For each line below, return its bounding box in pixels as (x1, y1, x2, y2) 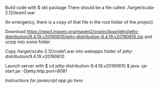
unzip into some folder (5, 39, 51, 45)
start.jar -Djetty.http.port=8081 (5, 68, 67, 74)
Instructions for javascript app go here (5, 78, 83, 83)
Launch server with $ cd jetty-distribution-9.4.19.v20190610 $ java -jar (5, 63, 147, 69)
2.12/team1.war (5, 10, 35, 16)
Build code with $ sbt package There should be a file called (5, 5, 125, 10)
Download (5, 29, 26, 34)
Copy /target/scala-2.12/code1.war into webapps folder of (5, 49, 122, 54)
